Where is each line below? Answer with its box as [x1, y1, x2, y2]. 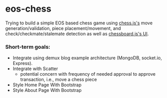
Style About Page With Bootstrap [12, 87, 82, 93]
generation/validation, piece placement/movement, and [5, 25, 121, 31]
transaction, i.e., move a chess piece [20, 77, 97, 83]
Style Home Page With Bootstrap [12, 82, 82, 88]
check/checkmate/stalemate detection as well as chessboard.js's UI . [5, 30, 149, 37]
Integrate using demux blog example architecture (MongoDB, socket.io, [12, 55, 162, 61]
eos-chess [5, 3, 52, 15]
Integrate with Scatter [12, 66, 58, 72]
